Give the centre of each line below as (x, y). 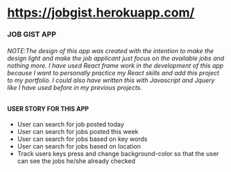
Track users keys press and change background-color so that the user (118, 153)
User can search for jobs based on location (79, 146)
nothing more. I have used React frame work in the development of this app (115, 65)
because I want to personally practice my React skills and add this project (113, 73)
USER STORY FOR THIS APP (48, 109)
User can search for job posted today (71, 124)
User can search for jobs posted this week (78, 131)
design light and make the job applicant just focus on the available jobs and (116, 58)
